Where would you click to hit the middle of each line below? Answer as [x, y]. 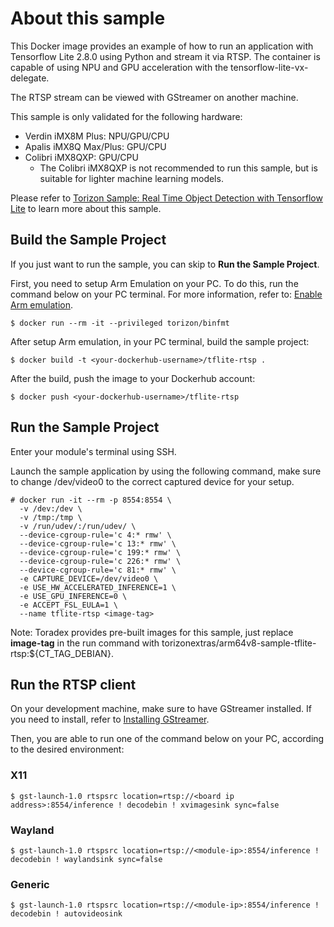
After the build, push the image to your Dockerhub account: [133, 378]
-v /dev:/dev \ [51, 508]
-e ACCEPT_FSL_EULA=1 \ [68, 605]
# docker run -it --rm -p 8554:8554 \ [91, 500]
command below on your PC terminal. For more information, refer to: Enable [166, 294]
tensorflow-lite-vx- [269, 67]
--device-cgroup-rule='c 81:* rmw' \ [98, 570]
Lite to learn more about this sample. [86, 208]
